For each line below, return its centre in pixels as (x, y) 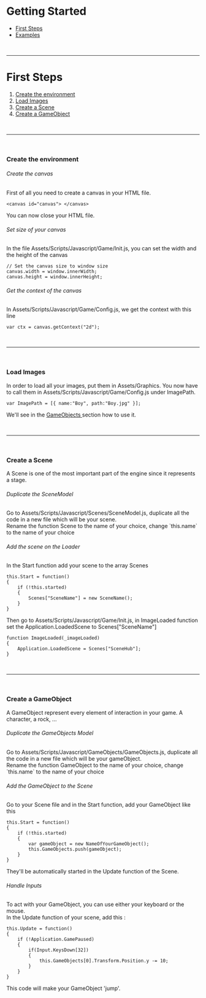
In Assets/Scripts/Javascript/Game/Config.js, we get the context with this (99, 309)
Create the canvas (30, 174)
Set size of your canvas (36, 229)
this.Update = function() (39, 929)
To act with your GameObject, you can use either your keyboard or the (95, 904)
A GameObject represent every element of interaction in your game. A (94, 712)
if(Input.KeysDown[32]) (59, 950)
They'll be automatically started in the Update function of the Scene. (93, 872)
